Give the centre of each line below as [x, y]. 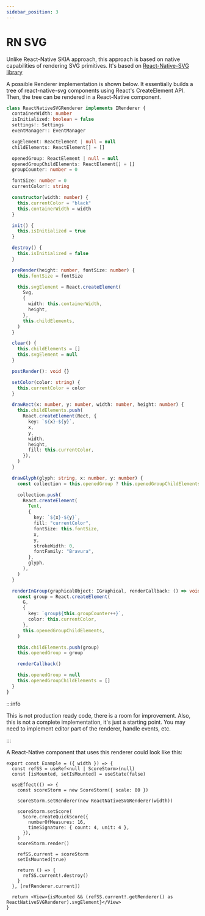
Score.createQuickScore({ [55, 817]
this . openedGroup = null [49, 675]
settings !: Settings [38, 125]
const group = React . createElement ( [64, 597]
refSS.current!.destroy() [55, 875]
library [14, 72]
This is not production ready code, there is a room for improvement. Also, [99, 715]
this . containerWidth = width [54, 209]
